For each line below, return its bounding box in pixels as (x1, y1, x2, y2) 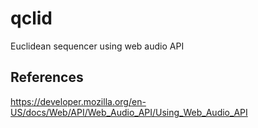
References (10, 69, 84, 86)
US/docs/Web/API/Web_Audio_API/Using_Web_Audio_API (10, 106, 248, 118)
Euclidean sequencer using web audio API (10, 40, 185, 52)
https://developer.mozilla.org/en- (10, 95, 147, 107)
